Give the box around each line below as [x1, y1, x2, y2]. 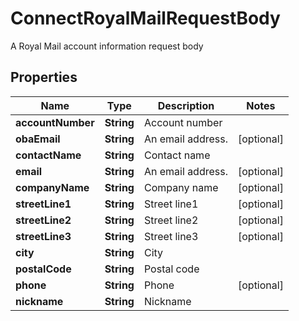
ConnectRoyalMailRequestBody [10, 7, 281, 30]
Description [157, 98, 215, 112]
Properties [10, 69, 78, 86]
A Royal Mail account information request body [10, 40, 204, 52]
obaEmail [15, 132, 61, 146]
